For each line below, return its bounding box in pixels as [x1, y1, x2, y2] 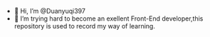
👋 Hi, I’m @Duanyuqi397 [14, 7, 85, 15]
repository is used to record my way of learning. [14, 22, 155, 30]
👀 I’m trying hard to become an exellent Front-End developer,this [14, 14, 204, 23]
